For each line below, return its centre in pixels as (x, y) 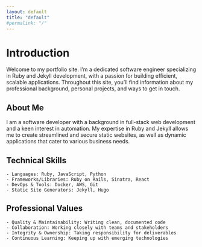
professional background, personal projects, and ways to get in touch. (93, 89)
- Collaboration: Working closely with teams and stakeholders (87, 227)
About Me (25, 108)
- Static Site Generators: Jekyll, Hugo (58, 190)
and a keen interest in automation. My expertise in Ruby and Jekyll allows (97, 129)
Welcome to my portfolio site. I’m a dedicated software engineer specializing (101, 69)
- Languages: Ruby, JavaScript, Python (56, 174)
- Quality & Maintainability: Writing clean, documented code (86, 222)
